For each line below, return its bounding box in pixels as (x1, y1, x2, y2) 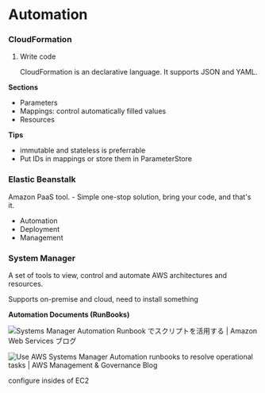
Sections (8, 83, 38, 92)
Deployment (19, 224, 60, 233)
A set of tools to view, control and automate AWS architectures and (8, 271, 228, 280)
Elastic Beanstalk (8, 174, 77, 185)
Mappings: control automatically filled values (19, 106, 167, 116)
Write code (19, 52, 56, 61)
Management (19, 233, 63, 242)
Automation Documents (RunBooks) (8, 310, 130, 319)
